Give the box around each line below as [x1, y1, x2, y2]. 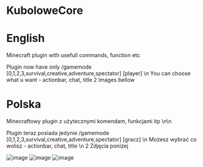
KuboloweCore [6, 4, 84, 18]
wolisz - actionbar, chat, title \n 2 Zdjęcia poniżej [6, 142, 129, 149]
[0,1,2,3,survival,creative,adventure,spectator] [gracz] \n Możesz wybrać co [6, 136, 197, 143]
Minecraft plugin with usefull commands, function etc [6, 52, 140, 59]
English [6, 32, 45, 46]
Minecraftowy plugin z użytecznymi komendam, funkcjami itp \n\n [6, 118, 172, 125]
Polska [6, 98, 41, 111]
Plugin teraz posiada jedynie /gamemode [6, 129, 110, 137]
